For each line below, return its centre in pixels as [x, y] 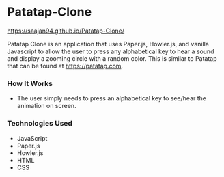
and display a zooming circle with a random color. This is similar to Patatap [112, 58]
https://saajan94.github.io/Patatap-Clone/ [66, 31]
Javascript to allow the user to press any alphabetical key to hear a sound [111, 51]
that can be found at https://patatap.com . [65, 66]
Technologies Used [40, 124]
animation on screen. [46, 106]
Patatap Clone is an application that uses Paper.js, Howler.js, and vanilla [108, 44]
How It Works [30, 83]
